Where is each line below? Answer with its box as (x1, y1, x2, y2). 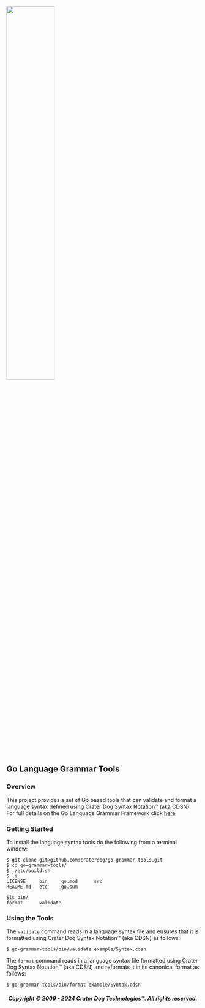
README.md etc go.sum (6, 884, 78, 890)
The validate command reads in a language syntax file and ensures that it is (6, 928, 199, 935)
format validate (6, 900, 62, 906)
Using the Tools (6, 914, 54, 922)
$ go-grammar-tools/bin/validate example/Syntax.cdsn (6, 946, 147, 952)
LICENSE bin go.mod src (6, 878, 103, 884)
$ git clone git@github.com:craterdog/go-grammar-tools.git (6, 857, 163, 863)
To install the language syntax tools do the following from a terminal (6, 838, 177, 846)
